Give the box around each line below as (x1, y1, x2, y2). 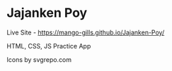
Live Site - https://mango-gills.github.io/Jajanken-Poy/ (6, 28, 165, 37)
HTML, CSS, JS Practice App (6, 41, 91, 50)
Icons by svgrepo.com (6, 55, 72, 64)
